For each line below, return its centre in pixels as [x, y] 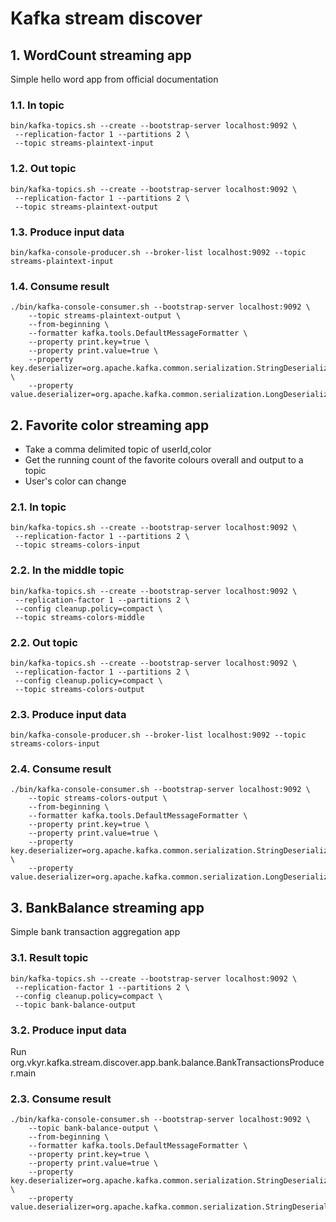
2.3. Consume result [61, 1099]
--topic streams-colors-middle [79, 617]
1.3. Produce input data [67, 232]
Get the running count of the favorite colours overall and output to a [164, 460]
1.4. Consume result [60, 286]
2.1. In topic [38, 507]
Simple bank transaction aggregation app [95, 932]
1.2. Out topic [43, 169]
